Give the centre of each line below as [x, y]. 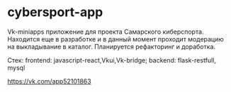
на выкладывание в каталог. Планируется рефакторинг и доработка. [112, 46]
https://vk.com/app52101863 [49, 81]
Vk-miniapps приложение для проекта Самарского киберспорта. [106, 32]
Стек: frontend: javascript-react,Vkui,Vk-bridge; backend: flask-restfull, [112, 60]
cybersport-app [55, 12]
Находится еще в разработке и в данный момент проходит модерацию [116, 39]
